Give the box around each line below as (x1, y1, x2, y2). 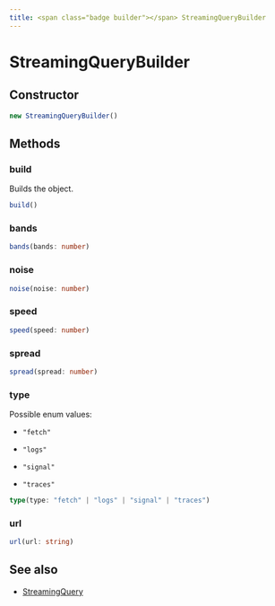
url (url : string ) (9, 538, 74, 547)
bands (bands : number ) (9, 242, 90, 251)
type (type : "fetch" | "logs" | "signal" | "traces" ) (9, 496, 211, 505)
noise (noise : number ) (9, 284, 90, 293)
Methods (9, 136, 61, 151)
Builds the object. (9, 183, 74, 194)
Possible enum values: (9, 409, 92, 420)
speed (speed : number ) (9, 325, 90, 335)
